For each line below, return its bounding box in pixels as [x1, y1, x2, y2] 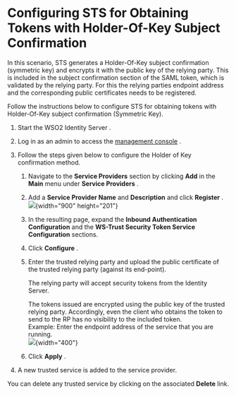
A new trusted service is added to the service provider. [17, 365, 178, 374]
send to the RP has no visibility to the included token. [27, 314, 182, 323]
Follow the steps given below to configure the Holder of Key [17, 151, 192, 159]
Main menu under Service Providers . [27, 179, 139, 188]
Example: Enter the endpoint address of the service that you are [27, 322, 213, 331]
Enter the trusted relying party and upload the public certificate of [27, 257, 220, 266]
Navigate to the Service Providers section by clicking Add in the [27, 172, 216, 180]
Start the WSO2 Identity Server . [17, 123, 111, 131]
